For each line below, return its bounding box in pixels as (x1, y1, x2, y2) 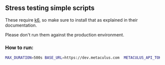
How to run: (5, 44, 34, 51)
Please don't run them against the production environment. (5, 32, 124, 37)
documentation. (5, 22, 37, 28)
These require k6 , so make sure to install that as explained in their (5, 17, 138, 23)
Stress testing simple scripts (5, 4, 95, 12)
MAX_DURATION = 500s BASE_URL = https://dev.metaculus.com (5, 55, 120, 61)
